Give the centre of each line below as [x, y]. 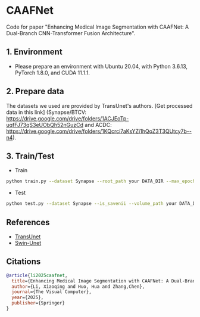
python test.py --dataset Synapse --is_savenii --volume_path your [92, 204]
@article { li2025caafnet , [37, 275]
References [28, 222]
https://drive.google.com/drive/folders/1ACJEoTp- [68, 118]
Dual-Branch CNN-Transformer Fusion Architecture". [71, 33]
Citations [24, 262]
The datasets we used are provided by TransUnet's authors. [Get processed [99, 105]
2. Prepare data [35, 91]
